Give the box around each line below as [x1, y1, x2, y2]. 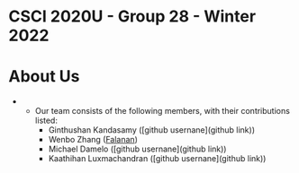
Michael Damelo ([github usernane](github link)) [48, 143, 227, 154]
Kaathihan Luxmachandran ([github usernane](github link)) [48, 153, 267, 164]
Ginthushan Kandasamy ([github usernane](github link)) [48, 125, 256, 135]
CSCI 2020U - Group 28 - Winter [8, 6, 257, 27]
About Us [8, 66, 80, 87]
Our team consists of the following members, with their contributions [34, 106, 290, 117]
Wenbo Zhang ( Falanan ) [48, 134, 139, 145]
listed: [34, 115, 58, 126]
